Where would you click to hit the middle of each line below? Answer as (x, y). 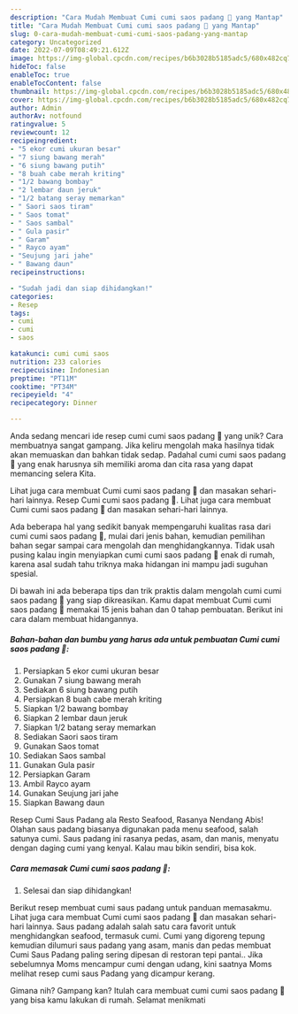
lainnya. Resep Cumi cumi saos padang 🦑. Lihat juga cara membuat (149, 500)
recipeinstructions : (48, 273)
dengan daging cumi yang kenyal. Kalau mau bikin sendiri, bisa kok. (134, 848)
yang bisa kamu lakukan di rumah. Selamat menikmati (108, 1000)
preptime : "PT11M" (44, 378)
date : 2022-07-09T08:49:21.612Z (69, 50)
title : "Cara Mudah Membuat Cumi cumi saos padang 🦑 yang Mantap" (135, 26)
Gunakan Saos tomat (61, 746)
